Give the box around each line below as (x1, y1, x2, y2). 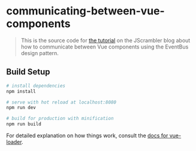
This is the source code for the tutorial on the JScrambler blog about (20, 37, 191, 44)
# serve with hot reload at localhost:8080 (6, 99, 117, 105)
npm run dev (6, 105, 36, 111)
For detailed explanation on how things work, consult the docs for (6, 132, 168, 139)
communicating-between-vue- (6, 4, 165, 18)
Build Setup (6, 67, 50, 77)
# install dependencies (6, 83, 66, 89)
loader (6, 138, 22, 145)
